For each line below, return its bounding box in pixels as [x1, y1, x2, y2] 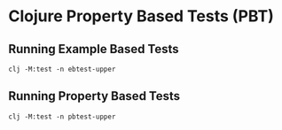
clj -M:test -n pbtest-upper [8, 112, 116, 121]
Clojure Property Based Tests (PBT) [8, 6, 274, 27]
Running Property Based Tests [8, 88, 181, 103]
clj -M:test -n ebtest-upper [8, 65, 116, 73]
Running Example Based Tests [8, 42, 179, 57]
